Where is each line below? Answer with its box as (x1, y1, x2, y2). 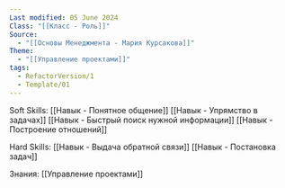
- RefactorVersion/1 (17, 72, 94, 81)
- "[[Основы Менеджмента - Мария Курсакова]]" (17, 38, 195, 48)
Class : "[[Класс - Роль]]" (9, 22, 111, 31)
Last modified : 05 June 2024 (9, 13, 119, 22)
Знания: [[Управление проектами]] (9, 168, 144, 179)
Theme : (9, 47, 34, 56)
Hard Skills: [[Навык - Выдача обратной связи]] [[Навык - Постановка (9, 141, 277, 152)
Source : (9, 30, 39, 39)
